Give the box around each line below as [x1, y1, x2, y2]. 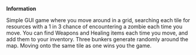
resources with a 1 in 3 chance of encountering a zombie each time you [6, 23, 183, 30]
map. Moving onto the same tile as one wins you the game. [6, 42, 152, 49]
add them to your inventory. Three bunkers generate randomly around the [6, 36, 189, 42]
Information [6, 5, 37, 12]
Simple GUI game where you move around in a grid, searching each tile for [6, 17, 191, 23]
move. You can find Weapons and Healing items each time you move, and [6, 29, 188, 36]
